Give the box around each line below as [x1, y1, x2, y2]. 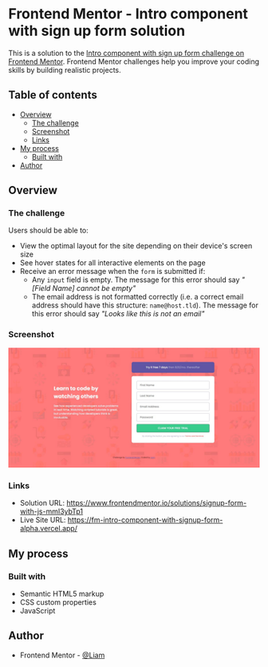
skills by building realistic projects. [8, 65, 121, 74]
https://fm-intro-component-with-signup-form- [67, 515, 223, 525]
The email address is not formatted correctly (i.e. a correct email [31, 292, 244, 302]
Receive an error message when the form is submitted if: [19, 267, 206, 276]
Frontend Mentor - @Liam [19, 650, 105, 660]
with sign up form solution [8, 22, 186, 40]
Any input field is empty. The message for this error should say [31, 275, 240, 284]
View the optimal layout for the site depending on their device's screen [19, 241, 253, 251]
